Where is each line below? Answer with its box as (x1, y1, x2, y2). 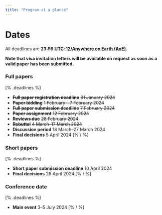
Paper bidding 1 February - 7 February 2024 (12, 99, 104, 105)
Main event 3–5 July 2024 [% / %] (12, 204, 84, 210)
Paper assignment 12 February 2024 (12, 110, 89, 116)
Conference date (5, 183, 48, 190)
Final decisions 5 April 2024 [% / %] (12, 132, 89, 138)
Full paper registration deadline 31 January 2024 (12, 94, 115, 100)
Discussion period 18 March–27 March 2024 (12, 126, 105, 132)
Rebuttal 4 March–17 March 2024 (12, 121, 82, 127)
